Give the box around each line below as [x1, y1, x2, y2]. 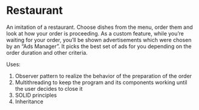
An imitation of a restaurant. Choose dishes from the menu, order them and [6, 23, 193, 31]
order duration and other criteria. [6, 49, 88, 56]
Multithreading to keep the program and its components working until [14, 79, 188, 86]
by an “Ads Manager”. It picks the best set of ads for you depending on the [6, 43, 192, 50]
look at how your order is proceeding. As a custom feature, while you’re [6, 29, 184, 37]
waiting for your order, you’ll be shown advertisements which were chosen [6, 36, 192, 43]
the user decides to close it [14, 85, 83, 92]
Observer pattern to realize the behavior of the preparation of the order [14, 72, 192, 79]
